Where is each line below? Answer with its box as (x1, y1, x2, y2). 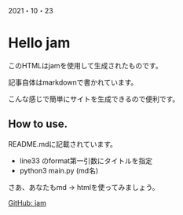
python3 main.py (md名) (19, 166, 99, 175)
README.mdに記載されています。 (8, 139, 118, 148)
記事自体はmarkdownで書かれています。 (8, 77, 138, 87)
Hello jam (8, 34, 71, 52)
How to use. (8, 118, 68, 131)
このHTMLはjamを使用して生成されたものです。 (8, 60, 163, 70)
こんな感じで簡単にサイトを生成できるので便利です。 (8, 94, 180, 104)
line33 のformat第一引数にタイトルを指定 (19, 155, 153, 166)
